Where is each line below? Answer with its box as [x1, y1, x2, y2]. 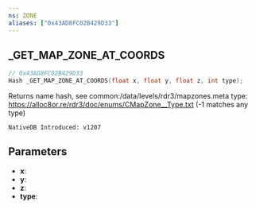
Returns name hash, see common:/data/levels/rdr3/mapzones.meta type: [8, 91, 248, 101]
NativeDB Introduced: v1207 [8, 124, 102, 132]
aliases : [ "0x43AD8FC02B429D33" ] [8, 19, 119, 27]
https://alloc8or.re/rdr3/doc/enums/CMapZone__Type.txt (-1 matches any [8, 100, 249, 110]
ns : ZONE [8, 11, 37, 20]
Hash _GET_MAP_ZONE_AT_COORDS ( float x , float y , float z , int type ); [8, 77, 244, 85]
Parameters [8, 145, 68, 159]
